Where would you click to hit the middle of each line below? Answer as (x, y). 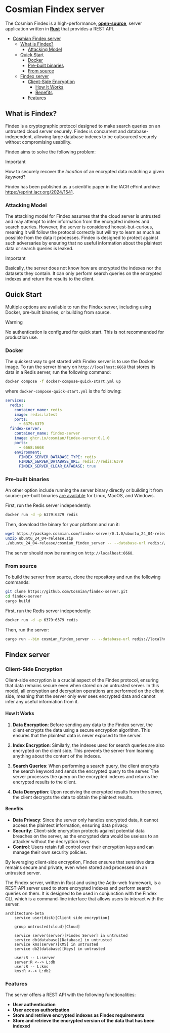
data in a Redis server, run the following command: (58, 372)
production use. (22, 337)
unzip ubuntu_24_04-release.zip (39, 539)
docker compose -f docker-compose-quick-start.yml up (63, 382)
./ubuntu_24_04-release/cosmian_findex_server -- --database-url (75, 543)
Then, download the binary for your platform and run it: (62, 525)
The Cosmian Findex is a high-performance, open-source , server (74, 23)
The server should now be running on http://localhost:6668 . (70, 552)
